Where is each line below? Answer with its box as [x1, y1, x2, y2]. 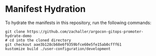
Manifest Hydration [5, 3, 86, 15]
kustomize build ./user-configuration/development [5, 46, 111, 51]
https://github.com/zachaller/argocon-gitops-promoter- [26, 29, 144, 34]
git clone [5, 29, 26, 34]
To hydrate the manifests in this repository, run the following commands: [5, 20, 152, 26]
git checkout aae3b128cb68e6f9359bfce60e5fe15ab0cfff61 [5, 42, 122, 47]
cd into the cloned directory [9, 38, 71, 43]
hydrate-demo [5, 33, 32, 38]
